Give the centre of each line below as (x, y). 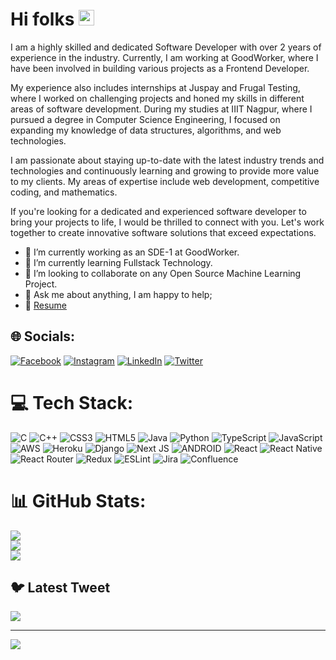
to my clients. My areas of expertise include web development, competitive (165, 181)
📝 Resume (45, 305)
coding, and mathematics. (64, 192)
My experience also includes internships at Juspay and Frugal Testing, (155, 87)
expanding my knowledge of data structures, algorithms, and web (146, 130)
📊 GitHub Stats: (78, 500)
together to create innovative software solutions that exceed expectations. (163, 232)
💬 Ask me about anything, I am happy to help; (118, 294)
